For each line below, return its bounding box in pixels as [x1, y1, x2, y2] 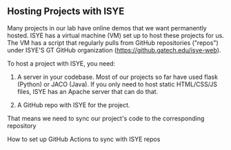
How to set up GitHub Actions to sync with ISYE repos [7, 135, 161, 143]
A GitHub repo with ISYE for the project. [17, 100, 130, 109]
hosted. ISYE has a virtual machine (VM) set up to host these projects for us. [7, 31, 224, 39]
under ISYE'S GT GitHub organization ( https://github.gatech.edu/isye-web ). [7, 46, 221, 54]
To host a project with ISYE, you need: [7, 59, 116, 68]
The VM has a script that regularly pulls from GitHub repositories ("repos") [7, 38, 219, 47]
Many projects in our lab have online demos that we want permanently [7, 24, 207, 32]
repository [7, 121, 37, 130]
